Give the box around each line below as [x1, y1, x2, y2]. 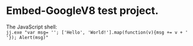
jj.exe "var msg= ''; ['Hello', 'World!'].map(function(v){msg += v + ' [6, 29, 188, 36]
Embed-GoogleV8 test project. [6, 4, 159, 17]
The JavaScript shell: [6, 23, 58, 30]
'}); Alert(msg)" [6, 34, 49, 40]
